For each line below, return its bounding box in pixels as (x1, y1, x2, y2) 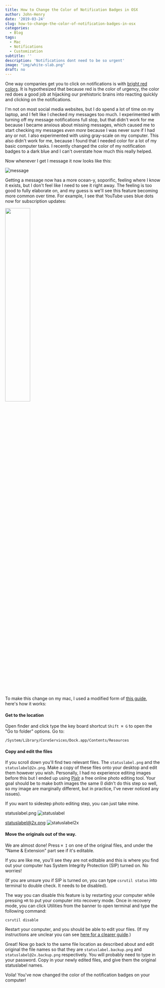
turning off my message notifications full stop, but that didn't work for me (5, 117, 155, 122)
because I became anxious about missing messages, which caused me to (5, 122, 155, 128)
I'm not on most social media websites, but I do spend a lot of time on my (5, 106, 154, 112)
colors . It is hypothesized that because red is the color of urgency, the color (5, 86, 160, 92)
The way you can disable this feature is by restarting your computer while (5, 892, 155, 898)
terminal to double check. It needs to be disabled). (5, 882, 108, 888)
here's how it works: (5, 701, 46, 706)
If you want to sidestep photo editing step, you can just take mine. (5, 801, 139, 807)
